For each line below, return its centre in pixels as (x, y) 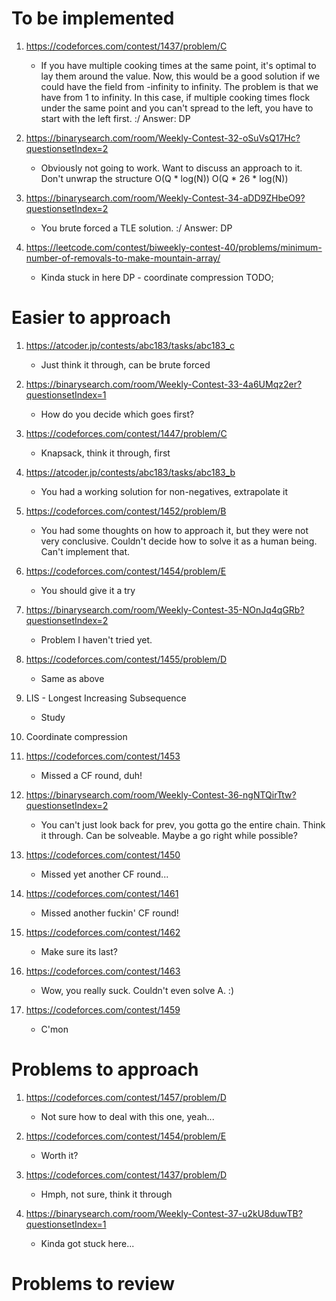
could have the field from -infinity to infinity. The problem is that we (179, 86)
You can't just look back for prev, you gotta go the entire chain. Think (183, 824)
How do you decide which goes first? (117, 414)
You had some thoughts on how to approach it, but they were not (174, 530)
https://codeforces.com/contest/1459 (103, 1009)
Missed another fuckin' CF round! (109, 913)
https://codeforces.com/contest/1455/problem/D (126, 659)
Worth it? (59, 1155)
